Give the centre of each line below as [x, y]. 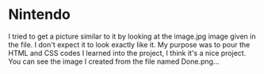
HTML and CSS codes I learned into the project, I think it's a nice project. [127, 53]
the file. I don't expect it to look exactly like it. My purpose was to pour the [129, 44]
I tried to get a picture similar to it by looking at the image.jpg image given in [132, 36]
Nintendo [40, 15]
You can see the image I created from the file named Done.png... [114, 61]
